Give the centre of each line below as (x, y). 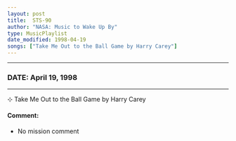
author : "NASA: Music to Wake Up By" (63, 27)
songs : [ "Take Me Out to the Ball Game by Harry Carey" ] (92, 46)
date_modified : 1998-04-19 (47, 40)
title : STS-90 (29, 20)
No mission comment (48, 131)
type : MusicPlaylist (38, 33)
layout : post (26, 14)
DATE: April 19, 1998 (42, 77)
